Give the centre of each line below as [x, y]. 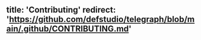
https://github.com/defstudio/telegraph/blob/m [102, 20]
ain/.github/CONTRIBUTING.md [68, 29]
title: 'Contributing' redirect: [61, 10]
